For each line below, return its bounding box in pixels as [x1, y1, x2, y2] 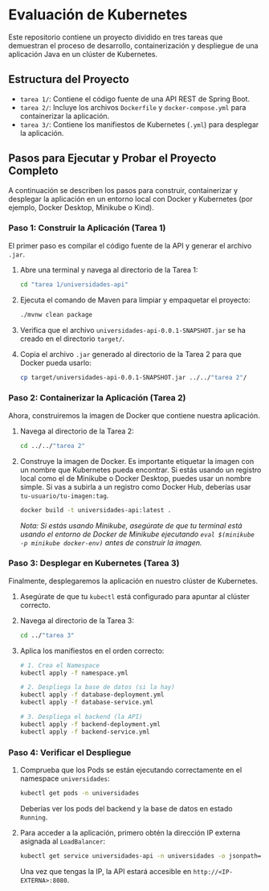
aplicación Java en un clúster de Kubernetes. [8, 49, 158, 59]
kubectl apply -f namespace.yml [19, 669, 128, 677]
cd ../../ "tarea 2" [19, 441, 86, 450]
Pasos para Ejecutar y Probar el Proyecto [8, 151, 217, 166]
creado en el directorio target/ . [19, 334, 125, 343]
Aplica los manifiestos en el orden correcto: [19, 646, 165, 655]
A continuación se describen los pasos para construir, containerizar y [8, 185, 238, 195]
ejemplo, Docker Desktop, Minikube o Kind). [8, 203, 154, 212]
